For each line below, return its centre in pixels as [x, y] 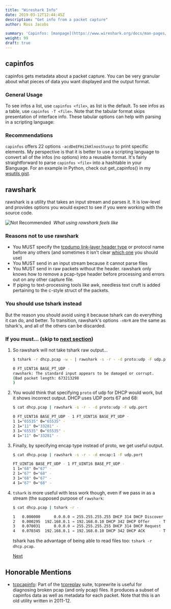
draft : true [18, 43]
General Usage [24, 95]
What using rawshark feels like [86, 223]
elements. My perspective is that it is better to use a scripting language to [82, 152]
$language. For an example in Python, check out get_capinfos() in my [78, 168]
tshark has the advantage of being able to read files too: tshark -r [82, 541]
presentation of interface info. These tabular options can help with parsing [83, 116]
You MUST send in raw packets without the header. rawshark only [82, 269]
